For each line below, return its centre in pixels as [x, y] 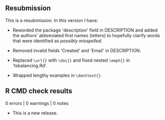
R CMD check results [39, 91]
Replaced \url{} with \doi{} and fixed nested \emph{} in [71, 60]
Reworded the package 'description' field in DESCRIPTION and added [85, 30]
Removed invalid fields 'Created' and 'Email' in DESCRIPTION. [77, 50]
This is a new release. [35, 113]
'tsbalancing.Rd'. [30, 65]
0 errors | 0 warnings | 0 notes [37, 103]
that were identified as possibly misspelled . [57, 41]
